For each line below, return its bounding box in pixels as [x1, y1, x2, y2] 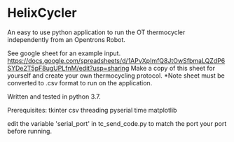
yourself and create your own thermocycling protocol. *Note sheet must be [7, 71, 226, 80]
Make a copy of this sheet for [130, 64, 216, 72]
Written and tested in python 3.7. [7, 92, 102, 101]
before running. [7, 127, 53, 135]
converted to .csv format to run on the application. [7, 78, 153, 87]
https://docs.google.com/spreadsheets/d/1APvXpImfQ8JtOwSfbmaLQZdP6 [7, 56, 226, 64]
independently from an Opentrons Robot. [7, 35, 126, 43]
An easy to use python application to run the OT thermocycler [7, 28, 186, 36]
